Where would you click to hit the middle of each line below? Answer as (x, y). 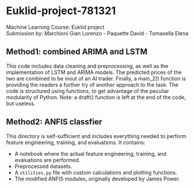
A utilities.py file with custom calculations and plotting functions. (96, 172)
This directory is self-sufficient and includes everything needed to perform (96, 136)
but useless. (21, 103)
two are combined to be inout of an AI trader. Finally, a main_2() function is (96, 78)
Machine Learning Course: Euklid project (55, 27)
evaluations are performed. (47, 160)
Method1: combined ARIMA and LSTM (77, 52)
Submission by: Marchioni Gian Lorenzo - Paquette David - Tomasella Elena (97, 33)
